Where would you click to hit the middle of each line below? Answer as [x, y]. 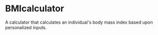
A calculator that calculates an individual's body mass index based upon [79, 22]
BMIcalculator [35, 9]
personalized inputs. [26, 27]
